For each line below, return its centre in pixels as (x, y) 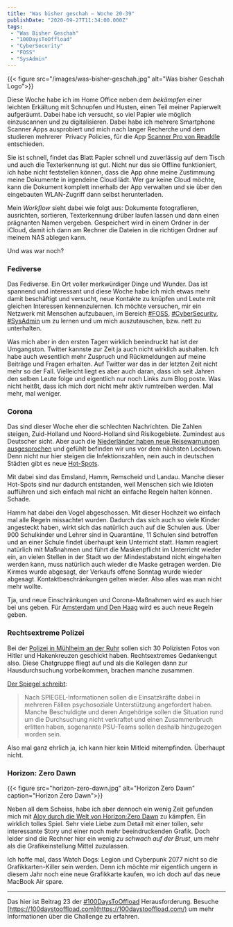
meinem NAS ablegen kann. (47, 237)
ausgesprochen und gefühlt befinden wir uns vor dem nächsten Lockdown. (115, 449)
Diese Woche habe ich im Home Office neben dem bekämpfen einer (105, 99)
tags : (15, 26)
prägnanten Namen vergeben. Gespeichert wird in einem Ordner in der (108, 223)
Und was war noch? (36, 250)
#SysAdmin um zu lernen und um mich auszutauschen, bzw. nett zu (104, 321)
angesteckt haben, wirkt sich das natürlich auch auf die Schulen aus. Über (113, 527)
